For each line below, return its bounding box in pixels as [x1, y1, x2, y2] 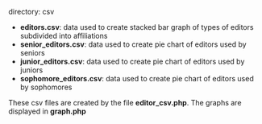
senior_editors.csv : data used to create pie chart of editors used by [19, 39, 247, 49]
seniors [19, 48, 46, 57]
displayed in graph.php [8, 106, 86, 116]
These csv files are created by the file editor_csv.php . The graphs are [8, 98, 242, 107]
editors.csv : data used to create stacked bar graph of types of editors [19, 23, 254, 31]
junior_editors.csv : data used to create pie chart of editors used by [19, 56, 245, 66]
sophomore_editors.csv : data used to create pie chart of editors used [19, 74, 254, 83]
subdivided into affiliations [19, 31, 108, 40]
